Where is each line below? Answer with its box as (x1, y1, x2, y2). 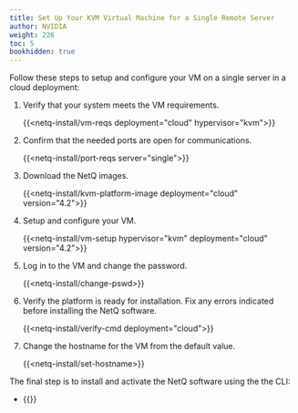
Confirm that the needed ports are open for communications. (22, 135, 252, 146)
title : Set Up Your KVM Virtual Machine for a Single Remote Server (9, 13, 275, 23)
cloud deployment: (9, 82, 80, 93)
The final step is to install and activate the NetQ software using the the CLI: (9, 376, 291, 387)
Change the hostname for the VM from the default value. (22, 341, 236, 352)
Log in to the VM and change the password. (22, 261, 188, 272)
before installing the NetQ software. (22, 305, 158, 316)
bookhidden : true (9, 47, 76, 57)
